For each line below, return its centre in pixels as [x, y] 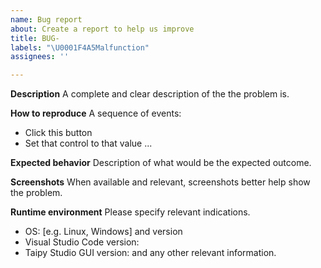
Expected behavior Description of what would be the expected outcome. [161, 163]
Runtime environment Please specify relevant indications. [130, 212]
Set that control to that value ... [88, 143]
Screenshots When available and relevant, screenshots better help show [160, 182]
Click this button [58, 133]
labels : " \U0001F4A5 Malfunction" [80, 47]
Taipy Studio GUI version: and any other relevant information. [150, 253]
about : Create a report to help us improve [102, 29]
